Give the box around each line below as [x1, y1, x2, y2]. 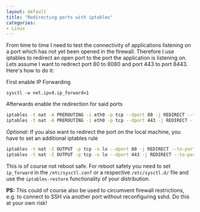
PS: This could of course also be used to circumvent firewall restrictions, [6, 186, 185, 194]
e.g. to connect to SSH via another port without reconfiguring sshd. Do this [6, 193, 190, 200]
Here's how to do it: [6, 67, 55, 74]
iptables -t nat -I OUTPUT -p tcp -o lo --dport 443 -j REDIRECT [6, 151, 171, 158]
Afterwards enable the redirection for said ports [6, 101, 123, 108]
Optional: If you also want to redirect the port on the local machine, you [6, 129, 181, 135]
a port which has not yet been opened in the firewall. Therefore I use [6, 48, 174, 55]
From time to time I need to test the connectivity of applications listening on [6, 42, 192, 49]
